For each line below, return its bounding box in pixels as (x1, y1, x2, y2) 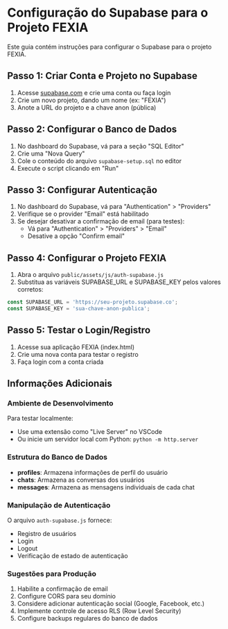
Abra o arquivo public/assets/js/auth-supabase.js (17, 271, 164, 279)
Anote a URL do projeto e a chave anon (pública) (17, 103, 157, 112)
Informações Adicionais (7, 378, 113, 389)
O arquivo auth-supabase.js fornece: (7, 516, 112, 525)
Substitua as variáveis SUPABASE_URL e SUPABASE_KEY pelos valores (17, 278, 222, 286)
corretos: (17, 285, 44, 294)
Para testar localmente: (7, 414, 74, 423)
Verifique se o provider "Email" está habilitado (17, 210, 149, 218)
